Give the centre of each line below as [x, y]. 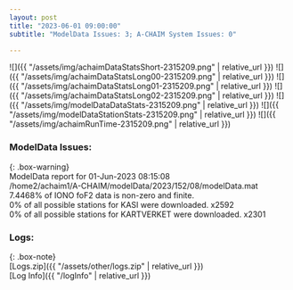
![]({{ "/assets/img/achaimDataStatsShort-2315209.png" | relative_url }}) [142, 67]
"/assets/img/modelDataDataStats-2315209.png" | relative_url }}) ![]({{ [150, 105]
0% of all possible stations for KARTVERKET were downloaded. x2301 [138, 214]
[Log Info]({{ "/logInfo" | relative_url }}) [80, 275]
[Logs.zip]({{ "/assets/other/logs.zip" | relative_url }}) [106, 266]
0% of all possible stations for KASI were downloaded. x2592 [122, 204]
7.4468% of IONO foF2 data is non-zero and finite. [102, 195]
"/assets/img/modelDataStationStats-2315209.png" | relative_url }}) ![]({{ [142, 115]
